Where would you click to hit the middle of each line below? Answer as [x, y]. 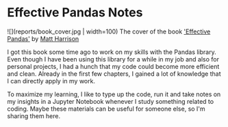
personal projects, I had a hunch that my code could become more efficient [113, 66]
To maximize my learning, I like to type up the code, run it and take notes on [114, 94]
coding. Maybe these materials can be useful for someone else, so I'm [106, 109]
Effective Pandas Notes [75, 13]
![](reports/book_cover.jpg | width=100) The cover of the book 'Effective [109, 31]
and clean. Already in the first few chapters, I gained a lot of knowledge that [114, 74]
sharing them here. [34, 116]
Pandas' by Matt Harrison [43, 38]
